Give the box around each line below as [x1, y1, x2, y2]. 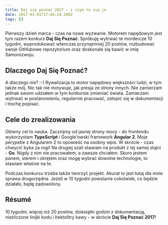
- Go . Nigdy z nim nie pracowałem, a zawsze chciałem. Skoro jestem [5, 150, 147, 156]
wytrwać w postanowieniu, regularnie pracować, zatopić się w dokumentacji [5, 96, 163, 102]
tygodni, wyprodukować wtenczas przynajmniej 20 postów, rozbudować [5, 41, 155, 47]
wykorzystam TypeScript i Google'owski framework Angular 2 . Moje [5, 134, 148, 140]
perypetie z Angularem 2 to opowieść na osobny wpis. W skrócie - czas [5, 139, 154, 145]
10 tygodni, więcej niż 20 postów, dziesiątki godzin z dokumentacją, [5, 208, 145, 214]
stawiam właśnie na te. [5, 161, 53, 166]
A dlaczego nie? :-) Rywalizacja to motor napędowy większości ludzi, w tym [5, 80, 162, 86]
